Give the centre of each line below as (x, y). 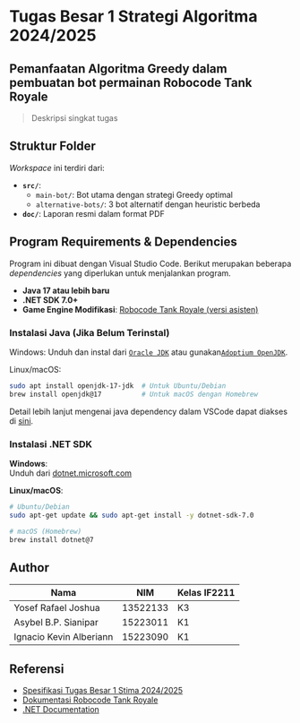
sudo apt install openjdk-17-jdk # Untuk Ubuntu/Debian (118, 386)
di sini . (21, 421)
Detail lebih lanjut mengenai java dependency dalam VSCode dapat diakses (149, 411)
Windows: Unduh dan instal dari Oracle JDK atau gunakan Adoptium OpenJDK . (149, 352)
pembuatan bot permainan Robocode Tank (131, 82)
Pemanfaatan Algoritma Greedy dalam (118, 69)
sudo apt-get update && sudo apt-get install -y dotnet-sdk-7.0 (132, 515)
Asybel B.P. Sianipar (56, 623)
